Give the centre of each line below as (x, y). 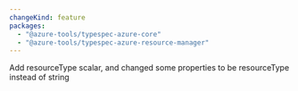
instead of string (39, 78)
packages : (28, 26)
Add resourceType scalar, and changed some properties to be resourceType (149, 68)
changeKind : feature (48, 17)
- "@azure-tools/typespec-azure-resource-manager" (113, 42)
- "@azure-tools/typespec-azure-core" (90, 34)
